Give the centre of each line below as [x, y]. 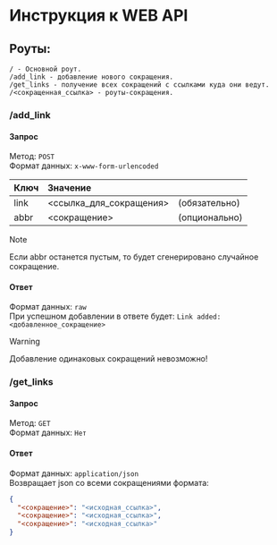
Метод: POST [32, 157]
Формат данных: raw [48, 307]
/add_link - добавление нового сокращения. [92, 77]
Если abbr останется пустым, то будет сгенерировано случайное [134, 257]
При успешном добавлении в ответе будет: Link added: [115, 316]
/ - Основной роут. [46, 69]
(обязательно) [209, 203]
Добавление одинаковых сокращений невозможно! [109, 359]
